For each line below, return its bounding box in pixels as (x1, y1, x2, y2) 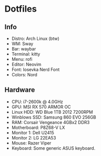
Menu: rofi (11, 56, 33, 62)
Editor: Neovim (11, 62, 42, 67)
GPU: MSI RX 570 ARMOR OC (11, 104, 71, 110)
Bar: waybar (11, 46, 36, 52)
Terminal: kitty (11, 51, 40, 57)
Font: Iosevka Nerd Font (11, 67, 60, 72)
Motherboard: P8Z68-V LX (11, 124, 65, 130)
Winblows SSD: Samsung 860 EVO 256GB (11, 114, 97, 120)
